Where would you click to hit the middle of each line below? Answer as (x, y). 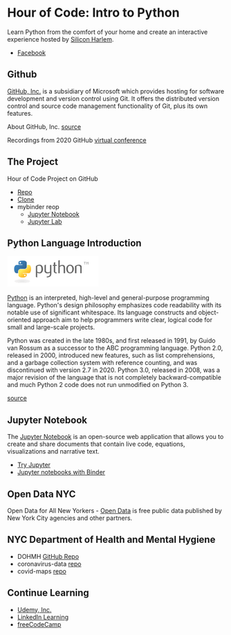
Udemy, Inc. (34, 609)
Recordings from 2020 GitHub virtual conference (77, 140)
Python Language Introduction (74, 243)
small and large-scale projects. (51, 328)
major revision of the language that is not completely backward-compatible (114, 377)
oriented (19, 320)
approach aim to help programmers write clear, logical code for (122, 320)
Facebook (31, 53)
